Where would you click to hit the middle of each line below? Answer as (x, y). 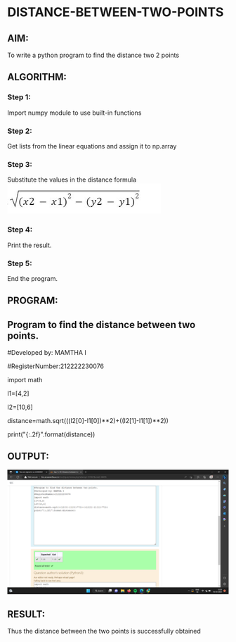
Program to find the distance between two (101, 325)
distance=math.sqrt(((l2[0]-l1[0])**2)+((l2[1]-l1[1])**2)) (88, 421)
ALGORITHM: (37, 77)
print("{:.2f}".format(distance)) (51, 434)
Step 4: (20, 229)
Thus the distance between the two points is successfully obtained (104, 631)
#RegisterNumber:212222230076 (55, 366)
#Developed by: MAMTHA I (47, 353)
